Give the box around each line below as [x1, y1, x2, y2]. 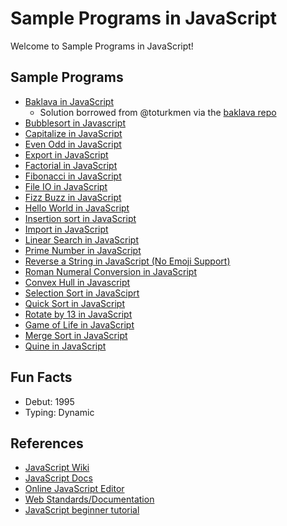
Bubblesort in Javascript [24, 117, 126, 129]
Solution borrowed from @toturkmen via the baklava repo [39, 106, 277, 118]
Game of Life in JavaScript [24, 318, 135, 331]
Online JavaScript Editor [24, 483, 125, 495]
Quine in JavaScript [24, 340, 107, 352]
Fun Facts [10, 369, 73, 386]
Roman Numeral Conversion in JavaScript [24, 265, 197, 277]
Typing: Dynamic [24, 406, 95, 418]
